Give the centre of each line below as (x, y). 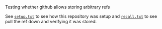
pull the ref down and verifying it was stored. (51, 22)
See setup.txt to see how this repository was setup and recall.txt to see (81, 16)
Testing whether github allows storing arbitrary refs (58, 7)
